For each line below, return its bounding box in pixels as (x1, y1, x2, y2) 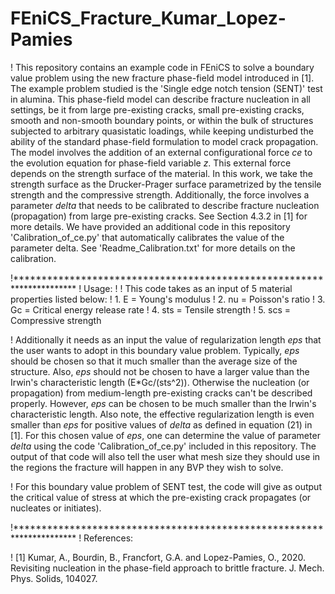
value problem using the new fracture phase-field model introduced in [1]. (10, 72, 315, 84)
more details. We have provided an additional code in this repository (10, 220, 291, 232)
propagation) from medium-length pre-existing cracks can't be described (10, 387, 313, 399)
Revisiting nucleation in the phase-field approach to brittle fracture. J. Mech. (10, 562, 325, 574)
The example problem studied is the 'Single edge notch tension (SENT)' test (10, 82, 323, 94)
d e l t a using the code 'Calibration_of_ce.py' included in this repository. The (10, 440, 317, 452)
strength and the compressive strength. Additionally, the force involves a (10, 188, 310, 201)
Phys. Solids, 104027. (10, 572, 98, 584)
